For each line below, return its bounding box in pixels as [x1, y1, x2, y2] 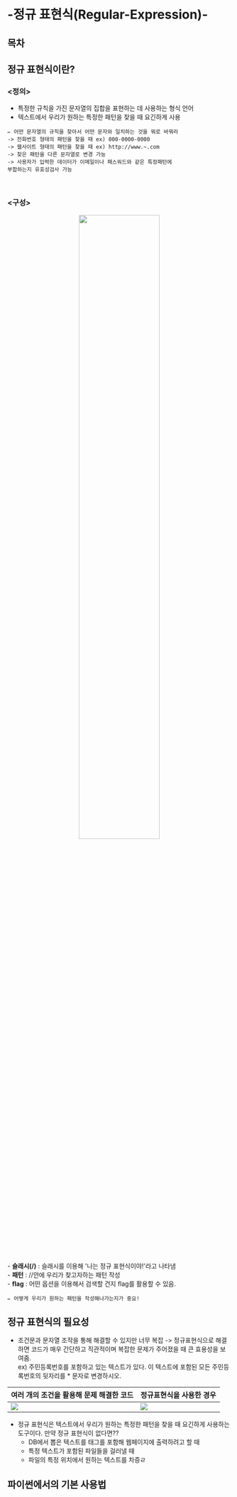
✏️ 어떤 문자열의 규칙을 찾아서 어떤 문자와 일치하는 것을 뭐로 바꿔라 [7, 129, 179, 136]
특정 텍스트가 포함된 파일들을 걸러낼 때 [28, 1447, 135, 1455]
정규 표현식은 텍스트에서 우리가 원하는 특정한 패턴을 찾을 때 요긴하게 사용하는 [17, 1420, 231, 1429]
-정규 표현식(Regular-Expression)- [7, 6, 208, 23]
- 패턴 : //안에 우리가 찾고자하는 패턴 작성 [7, 1270, 121, 1279]
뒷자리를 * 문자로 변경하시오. [42, 1372, 122, 1380]
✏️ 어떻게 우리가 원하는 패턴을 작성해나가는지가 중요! [7, 1295, 140, 1302]
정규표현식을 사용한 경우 [140, 1390, 216, 1400]
